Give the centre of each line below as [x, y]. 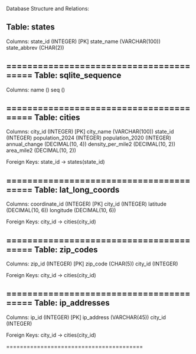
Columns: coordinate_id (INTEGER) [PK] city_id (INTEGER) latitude [86, 204]
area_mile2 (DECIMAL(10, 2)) [41, 151]
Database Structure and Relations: [48, 9]
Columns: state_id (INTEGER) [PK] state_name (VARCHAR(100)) [84, 41]
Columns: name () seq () [36, 90]
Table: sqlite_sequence [78, 75]
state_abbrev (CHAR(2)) [35, 47]
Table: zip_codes [66, 250]
